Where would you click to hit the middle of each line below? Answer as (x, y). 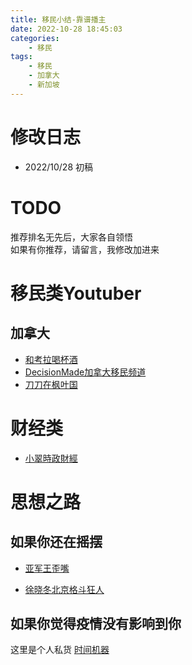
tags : (21, 57)
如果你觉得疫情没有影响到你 (96, 623)
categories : (35, 38)
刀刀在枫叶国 (51, 384)
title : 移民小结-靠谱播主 (58, 19)
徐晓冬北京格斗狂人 (64, 589)
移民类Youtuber (76, 293)
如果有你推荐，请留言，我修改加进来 (85, 249)
